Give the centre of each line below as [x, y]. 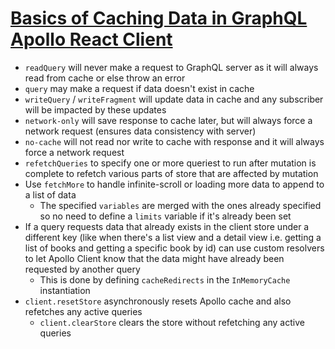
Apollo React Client [91, 39]
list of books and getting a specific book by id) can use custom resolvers [174, 248]
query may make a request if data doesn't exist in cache [139, 88]
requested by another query [82, 269]
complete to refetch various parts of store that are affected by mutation [171, 173]
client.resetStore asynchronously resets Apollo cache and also [158, 301]
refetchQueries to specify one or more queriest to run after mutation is [170, 163]
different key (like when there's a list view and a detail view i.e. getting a [173, 237]
